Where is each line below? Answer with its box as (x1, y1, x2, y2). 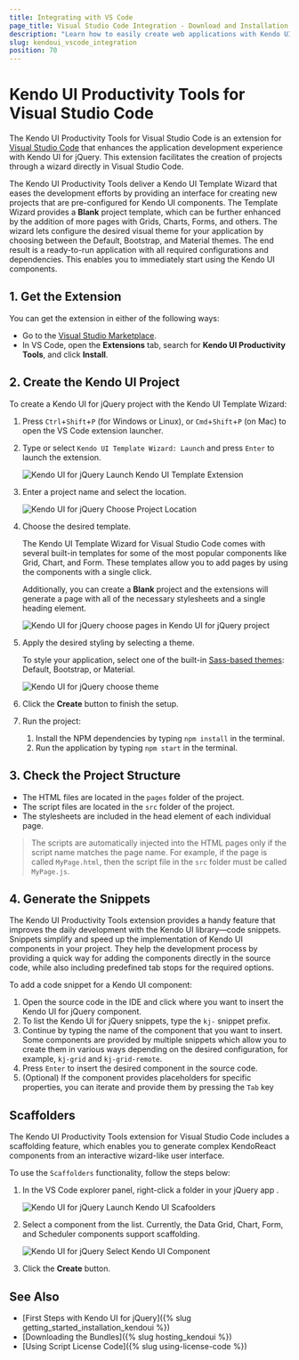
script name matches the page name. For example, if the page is (30, 846, 268, 857)
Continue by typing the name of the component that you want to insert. (21, 1025, 283, 1036)
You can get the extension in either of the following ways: (9, 312, 220, 323)
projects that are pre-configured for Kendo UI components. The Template (9, 198, 279, 208)
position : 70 (9, 46, 58, 55)
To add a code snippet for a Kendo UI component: (9, 980, 193, 991)
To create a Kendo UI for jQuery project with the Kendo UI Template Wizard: (9, 398, 287, 409)
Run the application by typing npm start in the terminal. (35, 742, 238, 753)
